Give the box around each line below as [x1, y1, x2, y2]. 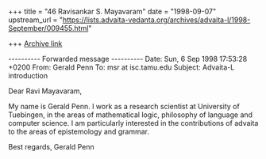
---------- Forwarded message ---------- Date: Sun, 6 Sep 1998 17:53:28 [8, 55, 248, 63]
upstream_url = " [8, 15, 64, 25]
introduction [8, 71, 48, 80]
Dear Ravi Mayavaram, [8, 86, 83, 96]
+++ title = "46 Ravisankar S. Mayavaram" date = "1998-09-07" [8, 7, 217, 16]
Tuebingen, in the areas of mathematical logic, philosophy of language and [8, 110, 253, 119]
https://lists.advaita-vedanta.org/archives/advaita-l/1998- [62, 15, 251, 25]
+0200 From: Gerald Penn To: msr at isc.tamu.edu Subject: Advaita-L [8, 62, 235, 72]
